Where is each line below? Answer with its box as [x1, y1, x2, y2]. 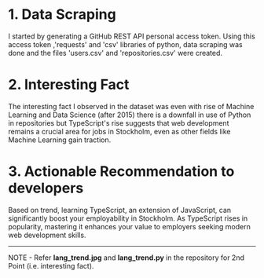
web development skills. [8, 230, 86, 240]
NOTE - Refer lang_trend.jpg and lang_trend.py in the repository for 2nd [8, 253, 245, 262]
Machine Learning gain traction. [8, 135, 112, 144]
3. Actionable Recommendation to [8, 163, 235, 181]
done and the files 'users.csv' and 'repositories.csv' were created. [8, 48, 222, 57]
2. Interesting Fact [8, 76, 130, 93]
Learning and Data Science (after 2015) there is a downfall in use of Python [8, 110, 251, 119]
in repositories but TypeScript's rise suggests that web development [8, 118, 229, 127]
